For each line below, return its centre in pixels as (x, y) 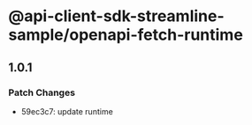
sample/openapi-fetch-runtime (126, 35)
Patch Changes (42, 92)
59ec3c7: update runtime (67, 111)
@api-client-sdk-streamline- (116, 16)
